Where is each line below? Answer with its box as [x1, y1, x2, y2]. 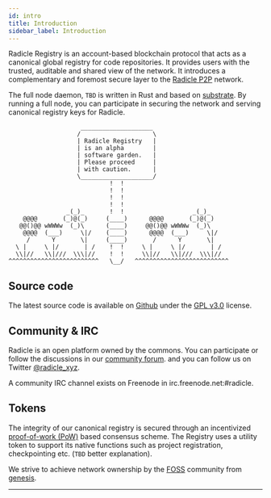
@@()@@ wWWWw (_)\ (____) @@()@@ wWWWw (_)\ [19, 222, 211, 230]
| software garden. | [77, 151, 157, 160]
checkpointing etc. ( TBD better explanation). [8, 449, 152, 458]
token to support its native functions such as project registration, [8, 440, 223, 450]
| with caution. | [77, 165, 157, 174]
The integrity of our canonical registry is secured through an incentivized [8, 423, 252, 433]
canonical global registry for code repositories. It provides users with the [8, 57, 250, 67]
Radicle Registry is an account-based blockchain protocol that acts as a [8, 49, 247, 59]
